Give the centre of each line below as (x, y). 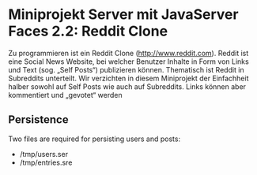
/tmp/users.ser (44, 154)
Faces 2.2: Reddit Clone (88, 31)
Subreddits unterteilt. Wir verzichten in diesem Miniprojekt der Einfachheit (128, 78)
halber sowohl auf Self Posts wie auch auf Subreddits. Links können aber (127, 86)
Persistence (38, 120)
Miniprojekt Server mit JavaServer (123, 15)
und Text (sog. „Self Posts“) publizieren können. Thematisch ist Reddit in (127, 69)
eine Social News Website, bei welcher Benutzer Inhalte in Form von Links (128, 61)
